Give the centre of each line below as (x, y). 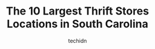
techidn (77, 41)
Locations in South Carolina (77, 24)
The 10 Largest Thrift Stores (77, 11)
